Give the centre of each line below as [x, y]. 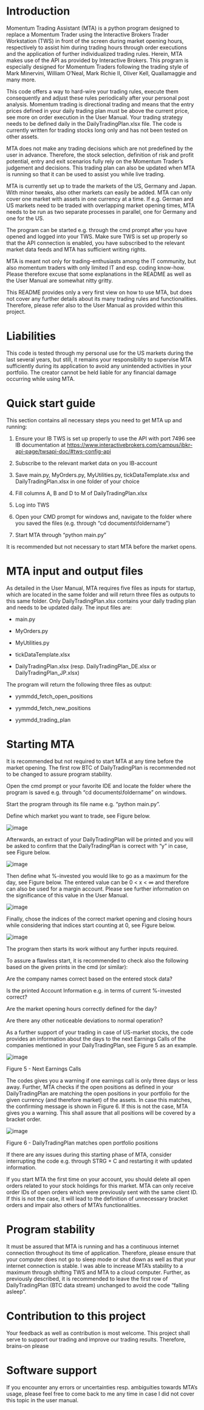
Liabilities [31, 336]
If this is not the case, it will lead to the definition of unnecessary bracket [97, 1199]
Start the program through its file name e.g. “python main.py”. [83, 804]
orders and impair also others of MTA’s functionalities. [73, 1205]
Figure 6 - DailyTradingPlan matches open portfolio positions [82, 1143]
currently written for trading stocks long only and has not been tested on [97, 130]
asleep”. [16, 1292]
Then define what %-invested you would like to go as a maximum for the [97, 875]
